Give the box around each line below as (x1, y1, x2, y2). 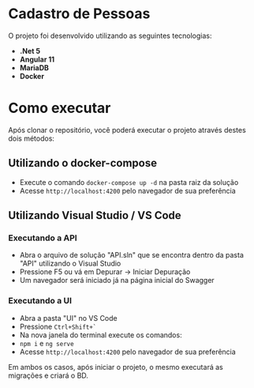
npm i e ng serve (19, 338, 74, 348)
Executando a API (8, 232, 77, 243)
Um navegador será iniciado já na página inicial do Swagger (19, 276, 215, 285)
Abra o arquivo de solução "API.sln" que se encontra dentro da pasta (19, 251, 245, 260)
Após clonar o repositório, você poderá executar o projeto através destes (8, 125, 246, 134)
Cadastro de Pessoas (8, 5, 151, 23)
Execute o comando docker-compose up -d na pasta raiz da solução (19, 177, 239, 186)
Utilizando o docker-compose (8, 156, 158, 170)
